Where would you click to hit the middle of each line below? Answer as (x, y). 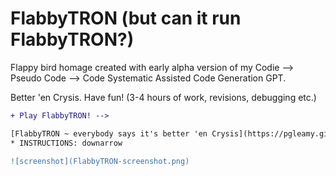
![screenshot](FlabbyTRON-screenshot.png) (100, 161)
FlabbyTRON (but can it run (126, 18)
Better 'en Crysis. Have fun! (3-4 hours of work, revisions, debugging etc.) (163, 97)
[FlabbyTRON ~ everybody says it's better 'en (109, 133)
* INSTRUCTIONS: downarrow (66, 143)
